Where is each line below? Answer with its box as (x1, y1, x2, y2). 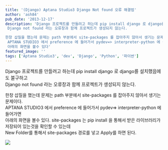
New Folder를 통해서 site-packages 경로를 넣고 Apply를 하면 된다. (5, 129, 136, 135)
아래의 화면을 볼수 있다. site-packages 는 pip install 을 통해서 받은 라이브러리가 (5, 117, 161, 123)
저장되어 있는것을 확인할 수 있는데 (5, 123, 71, 129)
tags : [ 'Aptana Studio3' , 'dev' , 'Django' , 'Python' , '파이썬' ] (5, 53, 139, 58)
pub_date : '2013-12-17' (5, 16, 55, 21)
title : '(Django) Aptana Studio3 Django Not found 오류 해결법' (5, 7, 136, 12)
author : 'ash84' (5, 12, 39, 17)
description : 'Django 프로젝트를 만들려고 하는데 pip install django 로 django (5, 21, 162, 26)
